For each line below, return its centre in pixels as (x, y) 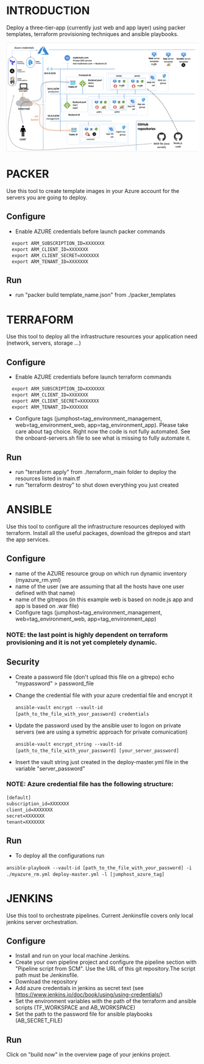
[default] (19, 798)
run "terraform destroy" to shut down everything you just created (97, 485)
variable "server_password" (50, 768)
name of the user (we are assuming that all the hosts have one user (100, 586)
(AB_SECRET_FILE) (39, 1021)
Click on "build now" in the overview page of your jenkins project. (89, 1055)
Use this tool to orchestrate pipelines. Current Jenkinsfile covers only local (100, 915)
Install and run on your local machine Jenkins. (73, 956)
